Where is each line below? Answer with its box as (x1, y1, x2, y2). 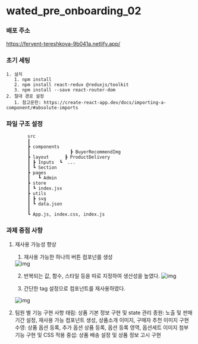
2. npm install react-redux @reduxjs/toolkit (14, 81, 129, 87)
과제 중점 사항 (6, 226, 43, 234)
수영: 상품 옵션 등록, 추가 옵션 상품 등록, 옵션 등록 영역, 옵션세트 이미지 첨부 (14, 324, 189, 331)
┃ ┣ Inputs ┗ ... (27, 159, 76, 166)
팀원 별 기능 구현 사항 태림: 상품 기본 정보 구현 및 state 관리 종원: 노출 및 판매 (14, 309, 193, 316)
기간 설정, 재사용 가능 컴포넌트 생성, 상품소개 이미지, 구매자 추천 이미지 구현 (14, 317, 189, 324)
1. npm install (14, 76, 52, 83)
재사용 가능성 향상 (14, 241, 56, 248)
